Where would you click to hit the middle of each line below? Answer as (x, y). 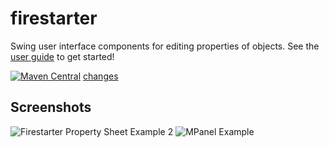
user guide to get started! (62, 56)
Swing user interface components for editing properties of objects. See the (165, 46)
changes (100, 76)
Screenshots (51, 107)
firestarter (54, 18)
